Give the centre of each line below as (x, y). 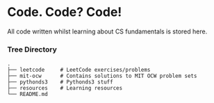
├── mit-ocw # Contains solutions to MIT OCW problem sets (102, 76)
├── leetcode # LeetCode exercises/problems (79, 70)
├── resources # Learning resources (65, 88)
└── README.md (28, 95)
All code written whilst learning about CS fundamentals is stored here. (107, 31)
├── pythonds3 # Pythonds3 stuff (60, 82)
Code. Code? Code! (65, 12)
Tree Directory (32, 49)
